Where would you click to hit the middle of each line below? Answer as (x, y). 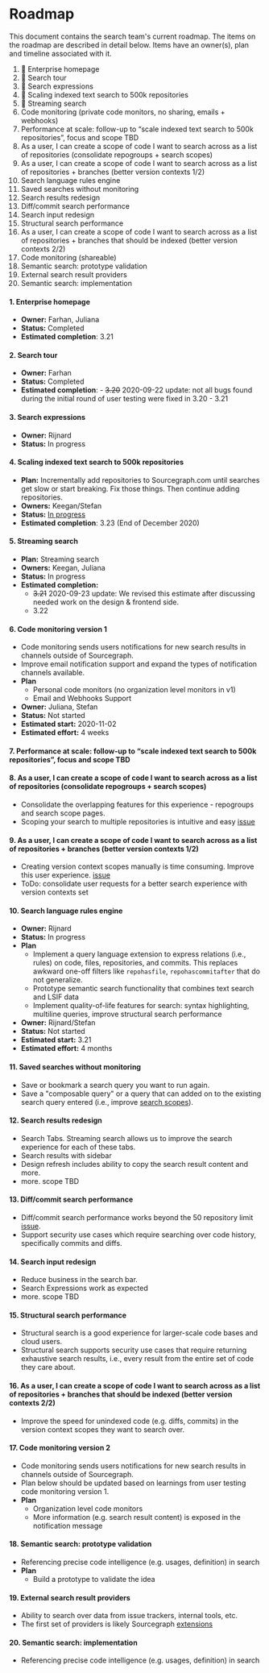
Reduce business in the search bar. (79, 1280)
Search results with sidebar (66, 1155)
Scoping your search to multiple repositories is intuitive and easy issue (138, 821)
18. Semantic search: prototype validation (81, 1544)
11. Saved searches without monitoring (75, 1067)
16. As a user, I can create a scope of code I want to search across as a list (135, 1385)
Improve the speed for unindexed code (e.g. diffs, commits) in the (130, 1421)
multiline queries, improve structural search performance (127, 1014)
